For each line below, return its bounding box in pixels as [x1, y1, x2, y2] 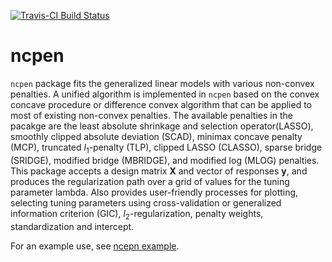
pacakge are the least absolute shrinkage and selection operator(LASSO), [10, 120, 314, 132]
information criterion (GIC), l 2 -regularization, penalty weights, [10, 207, 264, 222]
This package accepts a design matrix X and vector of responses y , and [10, 165, 308, 177]
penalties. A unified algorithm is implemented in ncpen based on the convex [10, 88, 320, 100]
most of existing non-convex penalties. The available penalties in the [10, 109, 293, 121]
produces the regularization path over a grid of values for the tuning [10, 175, 290, 187]
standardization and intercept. [10, 220, 135, 232]
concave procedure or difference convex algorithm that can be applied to [10, 98, 312, 110]
